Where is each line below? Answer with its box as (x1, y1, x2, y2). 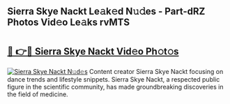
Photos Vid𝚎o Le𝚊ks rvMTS (7, 17, 130, 29)
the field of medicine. (7, 90, 68, 98)
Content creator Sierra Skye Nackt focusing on (89, 68, 224, 75)
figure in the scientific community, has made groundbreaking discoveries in (7, 83, 224, 91)
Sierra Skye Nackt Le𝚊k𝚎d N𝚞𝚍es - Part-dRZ (7, 6, 206, 17)
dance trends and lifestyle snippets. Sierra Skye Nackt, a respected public (7, 75, 220, 83)
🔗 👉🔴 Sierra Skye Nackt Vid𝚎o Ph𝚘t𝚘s (7, 45, 179, 57)
